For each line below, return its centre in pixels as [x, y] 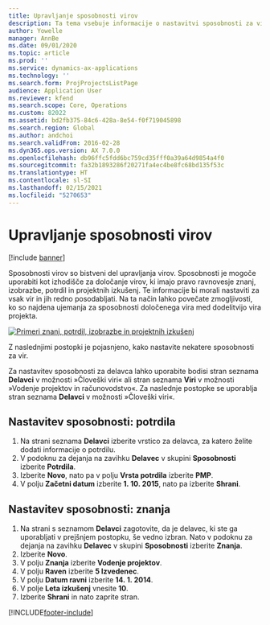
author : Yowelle [35, 31]
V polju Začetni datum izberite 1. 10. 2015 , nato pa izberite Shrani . [130, 484]
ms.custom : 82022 [37, 113]
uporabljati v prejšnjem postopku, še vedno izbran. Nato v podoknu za [136, 537]
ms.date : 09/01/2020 [43, 46]
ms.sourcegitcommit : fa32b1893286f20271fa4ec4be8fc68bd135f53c [117, 166]
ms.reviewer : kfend [41, 98]
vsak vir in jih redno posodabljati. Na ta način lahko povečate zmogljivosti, [131, 298]
